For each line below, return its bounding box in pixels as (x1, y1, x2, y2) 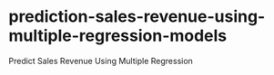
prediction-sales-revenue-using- (8, 6, 266, 27)
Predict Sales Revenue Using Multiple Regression (8, 55, 193, 66)
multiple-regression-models (8, 25, 228, 46)
